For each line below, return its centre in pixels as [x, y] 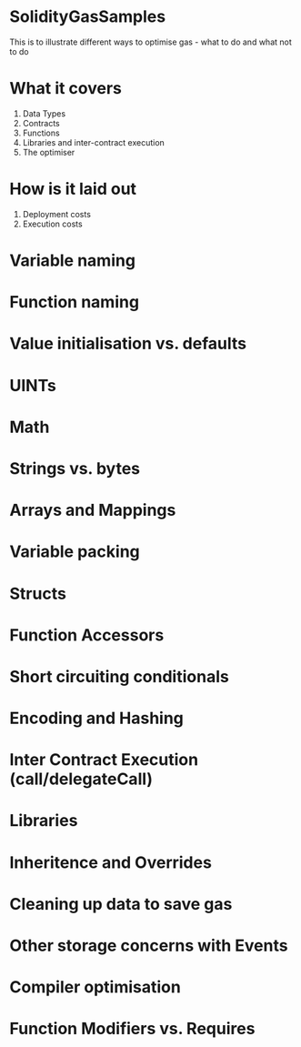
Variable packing [75, 552]
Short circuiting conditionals [119, 676]
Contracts [41, 123]
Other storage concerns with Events [149, 946]
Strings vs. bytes [75, 468]
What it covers [66, 89]
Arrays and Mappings [93, 510]
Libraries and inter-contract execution [94, 142]
